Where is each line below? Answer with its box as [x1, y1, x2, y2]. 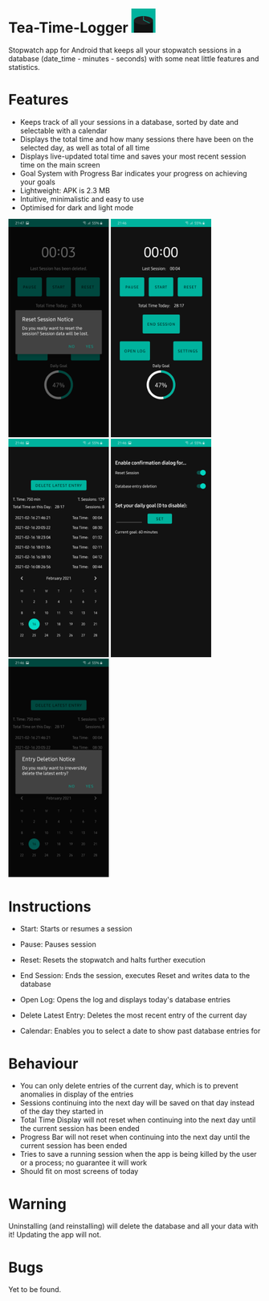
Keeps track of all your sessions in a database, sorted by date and [19, 117, 239, 126]
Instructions [8, 898, 92, 915]
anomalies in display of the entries [19, 1089, 134, 1099]
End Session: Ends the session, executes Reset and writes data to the [19, 971, 251, 981]
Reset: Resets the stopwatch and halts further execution [19, 955, 206, 965]
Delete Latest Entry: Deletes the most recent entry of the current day [19, 1010, 247, 1020]
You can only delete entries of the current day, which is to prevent [19, 1081, 238, 1091]
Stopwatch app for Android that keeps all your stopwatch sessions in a [8, 45, 242, 55]
